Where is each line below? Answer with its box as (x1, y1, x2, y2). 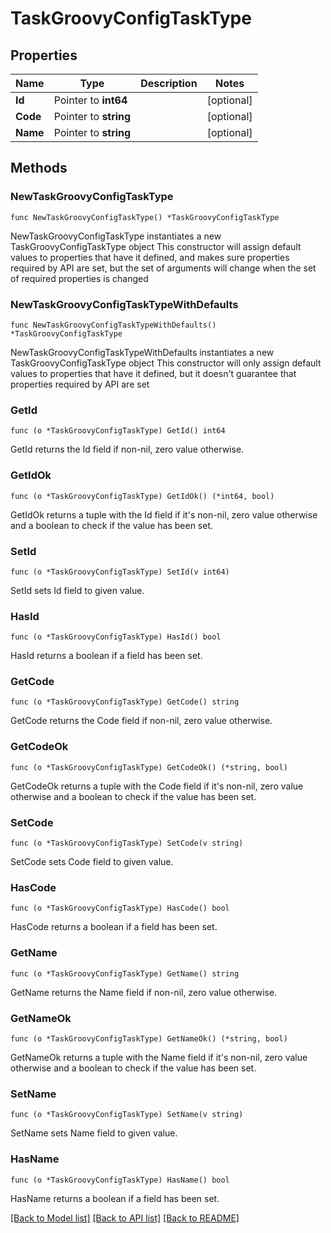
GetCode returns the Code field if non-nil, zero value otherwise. (10, 715, 273, 727)
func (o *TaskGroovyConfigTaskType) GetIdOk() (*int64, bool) (10, 491, 275, 501)
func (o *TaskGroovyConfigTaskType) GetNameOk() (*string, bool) (10, 1033, 288, 1044)
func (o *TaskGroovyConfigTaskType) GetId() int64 (10, 426, 226, 436)
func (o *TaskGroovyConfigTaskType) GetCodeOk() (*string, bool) (10, 762, 288, 772)
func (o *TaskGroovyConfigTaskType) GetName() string (10, 968, 240, 979)
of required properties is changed (10, 272, 149, 284)
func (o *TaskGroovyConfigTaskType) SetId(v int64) (10, 567, 230, 577)
